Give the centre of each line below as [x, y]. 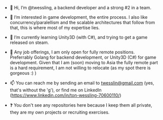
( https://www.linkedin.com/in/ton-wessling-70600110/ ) [65, 95]
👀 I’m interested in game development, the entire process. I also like [79, 17]
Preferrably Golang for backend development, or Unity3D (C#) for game [83, 57]
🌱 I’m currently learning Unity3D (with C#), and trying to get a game [79, 37]
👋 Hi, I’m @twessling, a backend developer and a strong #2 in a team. [81, 8]
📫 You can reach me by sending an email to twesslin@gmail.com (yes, [82, 83]
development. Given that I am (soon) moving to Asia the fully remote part [84, 62]
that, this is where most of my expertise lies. [55, 28]
